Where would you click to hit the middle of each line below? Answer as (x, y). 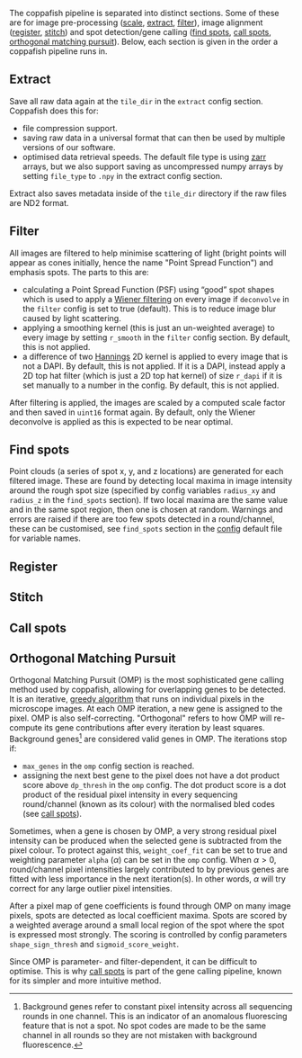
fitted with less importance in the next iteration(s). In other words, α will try (147, 879)
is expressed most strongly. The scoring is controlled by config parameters (148, 935)
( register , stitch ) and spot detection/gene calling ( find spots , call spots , (141, 32)
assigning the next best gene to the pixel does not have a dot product (151, 776)
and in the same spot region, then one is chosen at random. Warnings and (146, 510)
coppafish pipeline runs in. (58, 51)
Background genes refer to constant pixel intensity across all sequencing (157, 1007)
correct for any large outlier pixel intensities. (91, 889)
